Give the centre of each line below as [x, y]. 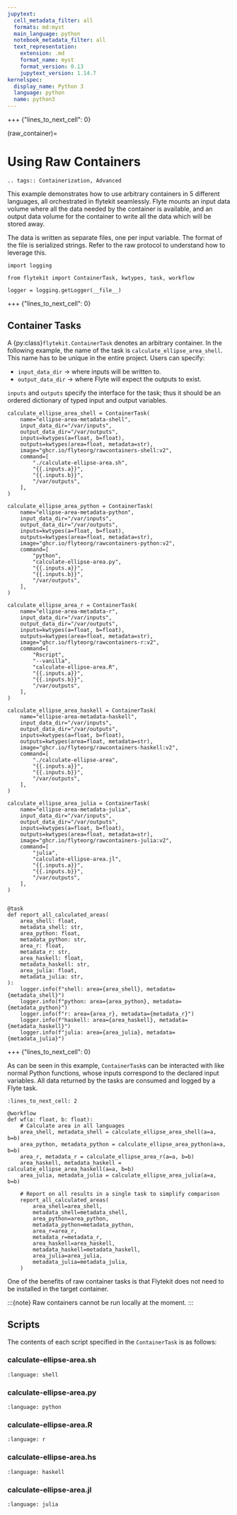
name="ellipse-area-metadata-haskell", [79, 716]
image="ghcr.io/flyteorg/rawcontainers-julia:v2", [96, 840]
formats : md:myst [39, 27]
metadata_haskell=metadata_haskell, [87, 1250]
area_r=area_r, [55, 1231]
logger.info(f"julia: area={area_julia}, [82, 1032]
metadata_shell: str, [52, 927]
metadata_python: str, [53, 939]
